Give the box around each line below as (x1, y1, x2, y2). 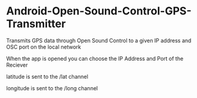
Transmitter (6, 17, 66, 31)
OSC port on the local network (6, 43, 81, 51)
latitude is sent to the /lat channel (6, 73, 89, 80)
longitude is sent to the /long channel (6, 84, 98, 91)
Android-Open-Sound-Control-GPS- (6, 4, 192, 18)
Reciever (6, 61, 28, 69)
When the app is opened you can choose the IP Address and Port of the (6, 55, 184, 62)
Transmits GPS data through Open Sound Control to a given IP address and (6, 37, 192, 44)
